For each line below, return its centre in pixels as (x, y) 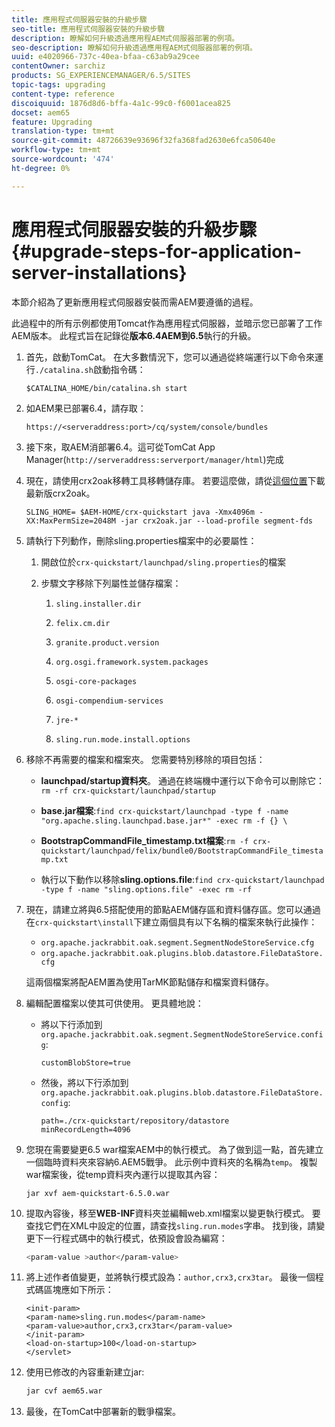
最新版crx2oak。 (60, 493)
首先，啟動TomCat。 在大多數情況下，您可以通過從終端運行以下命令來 (170, 357)
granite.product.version (107, 642)
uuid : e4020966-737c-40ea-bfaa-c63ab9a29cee (105, 57)
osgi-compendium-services (109, 701)
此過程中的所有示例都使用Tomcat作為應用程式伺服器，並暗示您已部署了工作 (167, 323)
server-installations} (99, 272)
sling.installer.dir (98, 604)
